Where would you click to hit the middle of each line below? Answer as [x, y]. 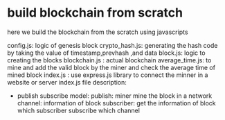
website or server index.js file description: [67, 82]
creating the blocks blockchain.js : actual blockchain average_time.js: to [109, 60]
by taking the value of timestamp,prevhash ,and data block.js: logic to [106, 53]
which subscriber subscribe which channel [79, 110]
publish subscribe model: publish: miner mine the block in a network [115, 96]
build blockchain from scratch [95, 13]
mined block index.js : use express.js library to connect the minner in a [108, 75]
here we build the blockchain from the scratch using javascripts [98, 32]
